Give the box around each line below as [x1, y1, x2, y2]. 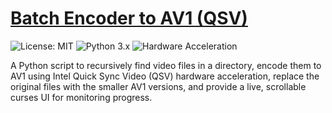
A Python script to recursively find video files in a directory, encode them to [10, 59, 322, 71]
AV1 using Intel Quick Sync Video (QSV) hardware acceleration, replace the [10, 70, 320, 82]
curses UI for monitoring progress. [10, 91, 153, 103]
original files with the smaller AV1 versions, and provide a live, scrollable [10, 80, 307, 92]
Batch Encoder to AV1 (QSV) [10, 7, 248, 30]
